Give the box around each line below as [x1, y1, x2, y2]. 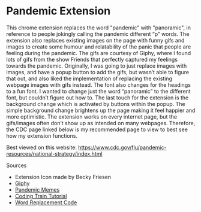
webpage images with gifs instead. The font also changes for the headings [6, 81, 191, 88]
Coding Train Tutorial [14, 192, 67, 199]
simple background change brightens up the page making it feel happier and [6, 107, 196, 114]
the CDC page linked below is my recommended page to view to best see [6, 126, 188, 133]
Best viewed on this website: [6, 144, 77, 151]
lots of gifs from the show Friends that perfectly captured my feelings [6, 56, 178, 63]
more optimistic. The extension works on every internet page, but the [6, 113, 178, 120]
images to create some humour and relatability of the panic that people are [6, 43, 191, 50]
